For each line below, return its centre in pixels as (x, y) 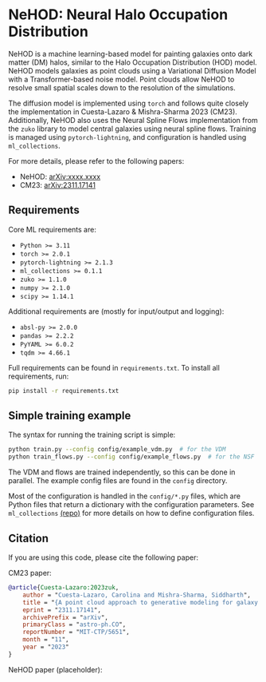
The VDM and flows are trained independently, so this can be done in (122, 472)
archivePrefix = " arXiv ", (66, 617)
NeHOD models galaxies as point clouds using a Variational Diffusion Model (132, 70)
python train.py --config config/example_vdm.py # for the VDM (117, 450)
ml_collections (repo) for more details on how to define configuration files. (131, 513)
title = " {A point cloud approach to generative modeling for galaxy (141, 602)
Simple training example (70, 416)
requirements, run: (39, 376)
